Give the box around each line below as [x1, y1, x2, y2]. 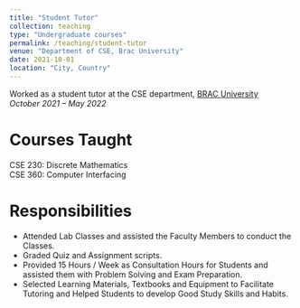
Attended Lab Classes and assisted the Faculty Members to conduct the [22, 230, 292, 241]
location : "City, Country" [9, 64, 111, 73]
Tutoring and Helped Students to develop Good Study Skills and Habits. [22, 288, 289, 299]
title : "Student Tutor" [9, 13, 99, 23]
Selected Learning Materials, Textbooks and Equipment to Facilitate [22, 278, 274, 289]
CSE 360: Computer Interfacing [9, 169, 127, 180]
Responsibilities [9, 201, 133, 221]
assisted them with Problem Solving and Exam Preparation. [22, 268, 243, 280]
